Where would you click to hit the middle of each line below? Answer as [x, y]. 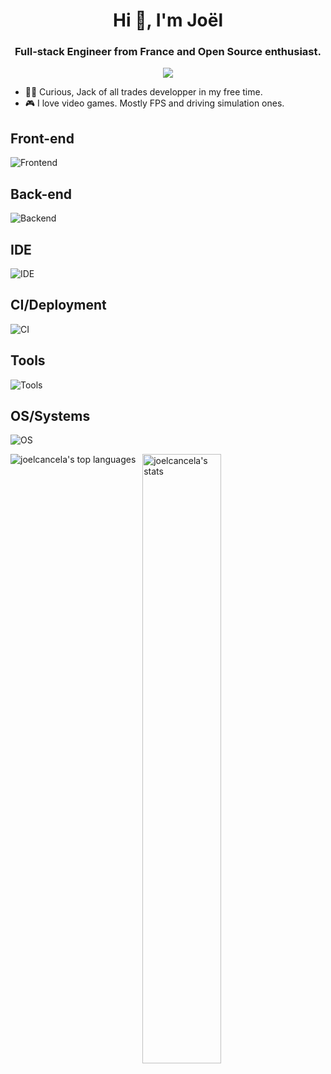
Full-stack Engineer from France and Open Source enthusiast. [168, 52]
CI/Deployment [58, 305]
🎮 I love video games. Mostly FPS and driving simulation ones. [154, 103]
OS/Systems [50, 415]
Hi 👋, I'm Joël [168, 20]
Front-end [42, 138]
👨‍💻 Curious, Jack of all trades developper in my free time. [143, 92]
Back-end [41, 194]
